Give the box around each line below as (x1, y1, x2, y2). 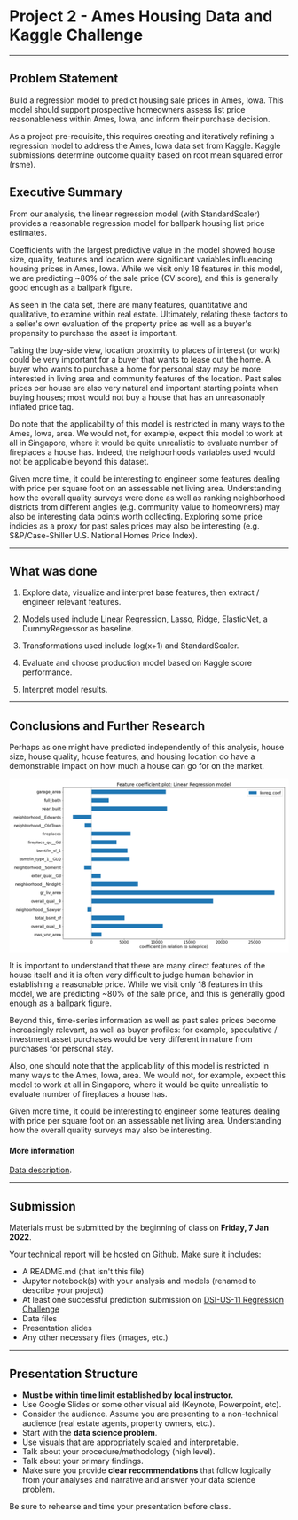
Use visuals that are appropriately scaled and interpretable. (21, 1437, 239, 1447)
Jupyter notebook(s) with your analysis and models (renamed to (21, 1275, 257, 1287)
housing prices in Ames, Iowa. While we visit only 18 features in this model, (9, 263, 283, 274)
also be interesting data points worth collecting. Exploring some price (9, 511, 263, 521)
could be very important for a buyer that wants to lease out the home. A (9, 354, 271, 364)
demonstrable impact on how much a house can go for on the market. (9, 761, 264, 772)
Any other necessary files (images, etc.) (21, 1332, 169, 1343)
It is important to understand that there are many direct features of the (9, 960, 266, 971)
